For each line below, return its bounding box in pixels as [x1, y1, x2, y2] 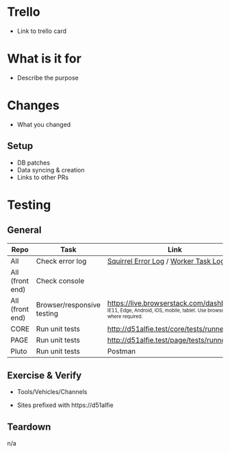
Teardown [7, 421, 51, 432]
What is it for [7, 51, 82, 67]
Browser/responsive [36, 300, 101, 310]
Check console [36, 276, 84, 286]
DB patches [16, 159, 50, 167]
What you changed [16, 120, 71, 128]
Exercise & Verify [7, 370, 82, 382]
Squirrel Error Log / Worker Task [107, 256, 211, 266]
